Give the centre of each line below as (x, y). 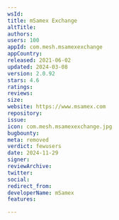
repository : (25, 113)
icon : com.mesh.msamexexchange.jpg (60, 126)
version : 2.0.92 (31, 73)
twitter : (20, 173)
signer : (19, 160)
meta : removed (28, 140)
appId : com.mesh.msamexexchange (55, 47)
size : (15, 100)
